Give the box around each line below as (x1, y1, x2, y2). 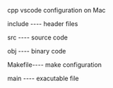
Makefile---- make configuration (7, 61, 102, 69)
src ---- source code (7, 33, 69, 42)
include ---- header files (7, 20, 78, 27)
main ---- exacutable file (7, 74, 79, 82)
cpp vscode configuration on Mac (7, 6, 106, 14)
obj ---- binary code (7, 47, 66, 55)
